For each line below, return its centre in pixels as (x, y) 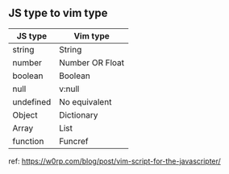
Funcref (74, 141)
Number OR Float (92, 62)
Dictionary (79, 114)
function (28, 141)
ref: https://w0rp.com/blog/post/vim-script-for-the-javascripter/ (115, 161)
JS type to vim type (58, 13)
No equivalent (85, 101)
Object (25, 114)
